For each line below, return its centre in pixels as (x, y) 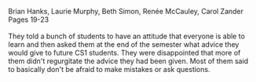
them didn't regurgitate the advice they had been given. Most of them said (128, 61)
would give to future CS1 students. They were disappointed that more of (124, 53)
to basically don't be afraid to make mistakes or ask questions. (109, 69)
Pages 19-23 (29, 20)
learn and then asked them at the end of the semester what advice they (124, 45)
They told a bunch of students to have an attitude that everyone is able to (127, 36)
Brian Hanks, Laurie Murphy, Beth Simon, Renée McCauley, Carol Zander (126, 11)
